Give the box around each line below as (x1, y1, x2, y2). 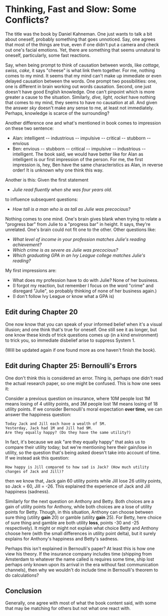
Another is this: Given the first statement (5, 177, 89, 183)
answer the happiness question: (5, 411, 71, 417)
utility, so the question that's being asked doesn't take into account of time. (5, 449, 160, 455)
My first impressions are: (5, 267, 57, 273)
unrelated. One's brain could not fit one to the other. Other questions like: (5, 226, 156, 233)
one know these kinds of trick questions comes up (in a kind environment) (5, 332, 158, 338)
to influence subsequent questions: (5, 196, 78, 202)
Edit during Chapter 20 (5, 308, 78, 317)
